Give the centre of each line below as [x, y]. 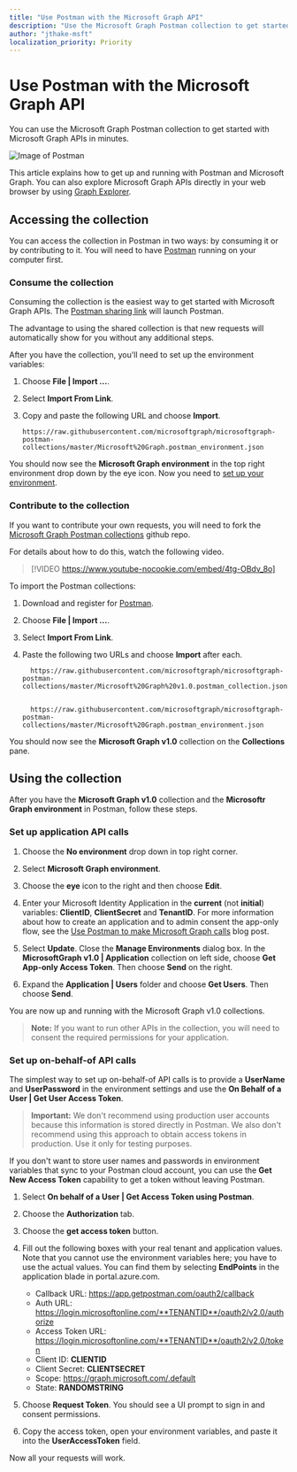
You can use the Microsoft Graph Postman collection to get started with [139, 129]
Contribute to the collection [69, 505]
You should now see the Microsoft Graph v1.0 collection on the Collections [147, 741]
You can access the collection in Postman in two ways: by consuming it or [144, 241]
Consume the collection [61, 282]
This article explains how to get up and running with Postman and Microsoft [147, 173]
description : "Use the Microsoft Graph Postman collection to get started [150, 26]
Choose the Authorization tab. [78, 1214]
